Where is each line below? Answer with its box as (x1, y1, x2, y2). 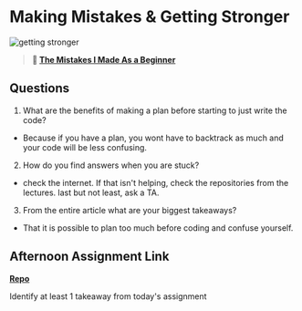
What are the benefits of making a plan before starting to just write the (22, 105, 287, 116)
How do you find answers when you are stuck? (22, 160, 200, 171)
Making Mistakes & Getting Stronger (9, 6, 290, 27)
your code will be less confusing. (22, 141, 148, 152)
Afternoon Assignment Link (9, 249, 170, 264)
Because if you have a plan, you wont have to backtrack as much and (22, 132, 285, 143)
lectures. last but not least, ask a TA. (22, 187, 160, 198)
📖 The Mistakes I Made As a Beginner (31, 54, 176, 65)
